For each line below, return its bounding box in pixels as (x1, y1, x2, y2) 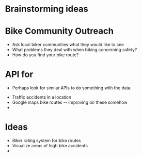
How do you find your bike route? (12, 52, 79, 58)
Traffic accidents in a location (12, 94, 72, 100)
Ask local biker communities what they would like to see (12, 42, 124, 47)
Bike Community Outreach (5, 26, 114, 37)
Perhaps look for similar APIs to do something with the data (12, 85, 131, 91)
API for (5, 69, 33, 80)
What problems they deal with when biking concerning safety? (12, 47, 137, 53)
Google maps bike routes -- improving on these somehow (12, 99, 127, 105)
